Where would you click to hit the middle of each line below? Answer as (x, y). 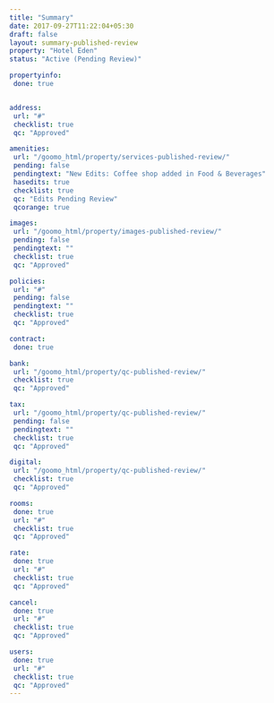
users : (21, 652)
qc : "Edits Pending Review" (65, 199)
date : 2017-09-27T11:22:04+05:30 (72, 26)
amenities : (30, 149)
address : (26, 107)
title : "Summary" (42, 17)
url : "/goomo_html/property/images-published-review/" (117, 232)
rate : (19, 553)
